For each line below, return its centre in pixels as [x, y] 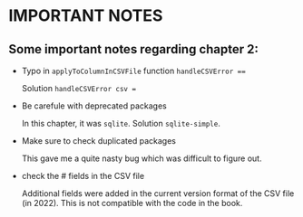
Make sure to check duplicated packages [98, 141]
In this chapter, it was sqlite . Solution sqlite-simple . [121, 123]
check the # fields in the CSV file [83, 176]
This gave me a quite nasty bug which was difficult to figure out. [142, 158]
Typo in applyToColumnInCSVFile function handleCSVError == [133, 71]
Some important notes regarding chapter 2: [134, 49]
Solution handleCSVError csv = [79, 88]
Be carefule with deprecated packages [94, 106]
